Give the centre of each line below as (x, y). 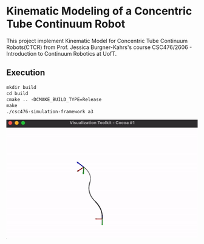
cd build (17, 93)
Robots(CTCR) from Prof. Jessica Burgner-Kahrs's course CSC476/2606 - (99, 47)
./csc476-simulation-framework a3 (50, 111)
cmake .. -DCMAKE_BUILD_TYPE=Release (54, 99)
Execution (26, 73)
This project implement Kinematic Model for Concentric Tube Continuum (97, 41)
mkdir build (21, 87)
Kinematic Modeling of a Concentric (99, 11)
